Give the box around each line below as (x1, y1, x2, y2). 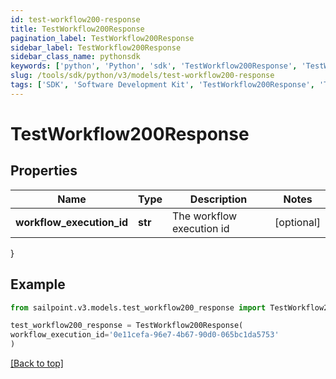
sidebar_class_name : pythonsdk (10, 52, 141, 62)
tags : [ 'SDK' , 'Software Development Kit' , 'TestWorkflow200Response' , (10, 80, 315, 90)
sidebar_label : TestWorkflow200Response (10, 42, 182, 53)
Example (10, 276, 66, 293)
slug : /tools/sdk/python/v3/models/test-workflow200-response (10, 71, 275, 81)
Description (189, 192, 248, 206)
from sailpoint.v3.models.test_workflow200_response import (10, 302, 267, 313)
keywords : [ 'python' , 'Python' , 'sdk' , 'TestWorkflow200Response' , (10, 61, 298, 71)
